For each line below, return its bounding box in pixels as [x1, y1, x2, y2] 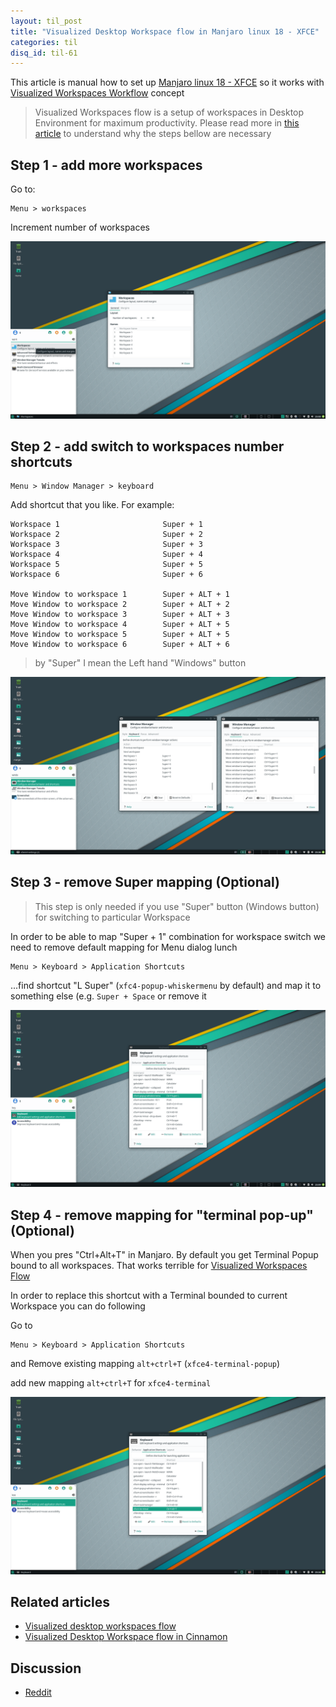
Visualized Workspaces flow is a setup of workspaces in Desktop [34, 106, 305, 119]
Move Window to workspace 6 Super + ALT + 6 [10, 640, 230, 650]
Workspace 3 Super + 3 [10, 540, 203, 550]
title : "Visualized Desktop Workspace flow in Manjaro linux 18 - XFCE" [10, 26, 320, 37]
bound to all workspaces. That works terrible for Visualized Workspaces [10, 1260, 308, 1271]
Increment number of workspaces [10, 221, 150, 234]
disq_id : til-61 [10, 48, 78, 58]
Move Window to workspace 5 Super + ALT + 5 [10, 630, 230, 640]
